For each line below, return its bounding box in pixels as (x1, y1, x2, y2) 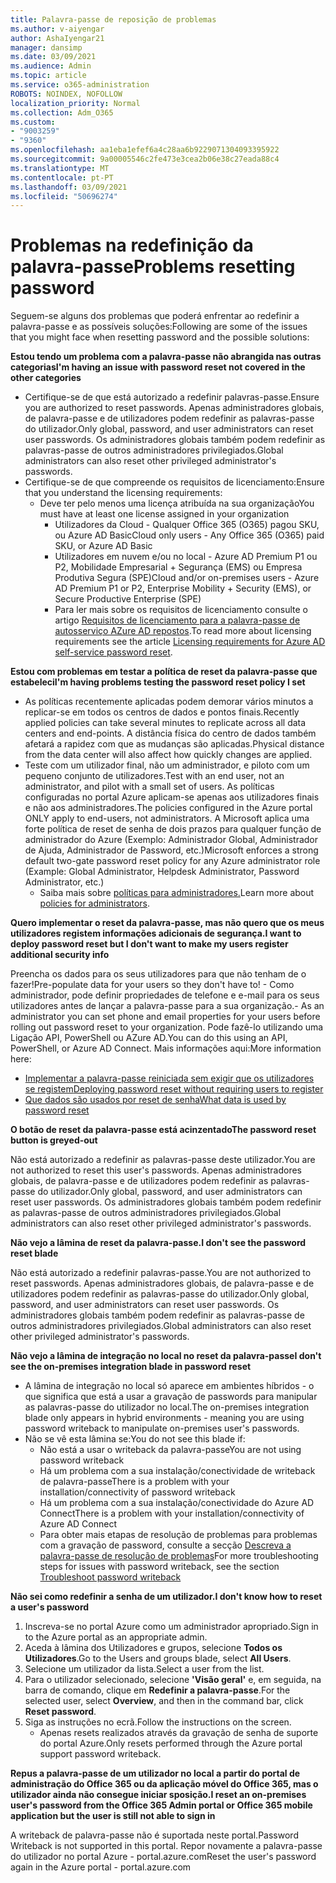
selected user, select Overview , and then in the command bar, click (24, 1695, 304, 1707)
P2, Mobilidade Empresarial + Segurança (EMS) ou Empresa (54, 561, 303, 573)
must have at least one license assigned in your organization (39, 508, 290, 520)
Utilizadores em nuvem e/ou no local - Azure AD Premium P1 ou (54, 551, 318, 563)
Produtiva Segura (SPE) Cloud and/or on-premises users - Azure (54, 572, 320, 584)
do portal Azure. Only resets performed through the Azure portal (39, 1737, 303, 1750)
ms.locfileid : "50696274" (10, 191, 118, 201)
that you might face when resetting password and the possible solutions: (10, 331, 310, 343)
